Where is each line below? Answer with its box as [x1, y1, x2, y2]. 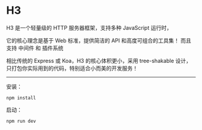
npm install [6, 95, 36, 101]
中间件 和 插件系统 [17, 44, 64, 52]
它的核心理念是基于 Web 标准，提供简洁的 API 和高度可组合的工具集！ [6, 37, 179, 44]
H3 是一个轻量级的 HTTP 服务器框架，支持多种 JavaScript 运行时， [6, 24, 173, 31]
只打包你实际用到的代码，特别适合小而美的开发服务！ [6, 64, 138, 72]
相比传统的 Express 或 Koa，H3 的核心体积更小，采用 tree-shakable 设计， [6, 57, 192, 64]
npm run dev [6, 118, 36, 124]
